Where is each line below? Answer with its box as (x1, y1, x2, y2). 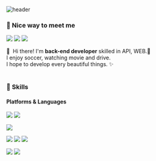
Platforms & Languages (6, 98, 67, 105)
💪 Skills (6, 83, 29, 91)
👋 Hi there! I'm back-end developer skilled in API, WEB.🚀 (6, 48, 151, 55)
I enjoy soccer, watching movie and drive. (6, 54, 111, 61)
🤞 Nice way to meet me (6, 21, 76, 29)
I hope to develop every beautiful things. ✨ (6, 61, 114, 68)
